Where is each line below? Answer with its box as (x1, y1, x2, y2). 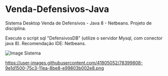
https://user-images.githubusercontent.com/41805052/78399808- (5, 59, 143, 65)
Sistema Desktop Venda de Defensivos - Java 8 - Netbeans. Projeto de (5, 20, 152, 26)
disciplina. (5, 25, 27, 31)
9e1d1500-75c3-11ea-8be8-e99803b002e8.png (5, 65, 104, 71)
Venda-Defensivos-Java (5, 3, 109, 15)
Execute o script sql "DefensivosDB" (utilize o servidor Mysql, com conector (5, 35, 163, 41)
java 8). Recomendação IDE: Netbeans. (5, 40, 86, 46)
